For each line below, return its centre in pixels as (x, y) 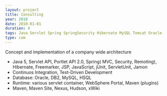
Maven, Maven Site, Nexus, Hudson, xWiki (56, 88)
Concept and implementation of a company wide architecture (68, 52)
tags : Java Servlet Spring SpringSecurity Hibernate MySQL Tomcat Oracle (84, 33)
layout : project (22, 10)
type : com (15, 38)
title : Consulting (24, 14)
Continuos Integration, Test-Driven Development (62, 72)
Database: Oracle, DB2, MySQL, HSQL (52, 77)
